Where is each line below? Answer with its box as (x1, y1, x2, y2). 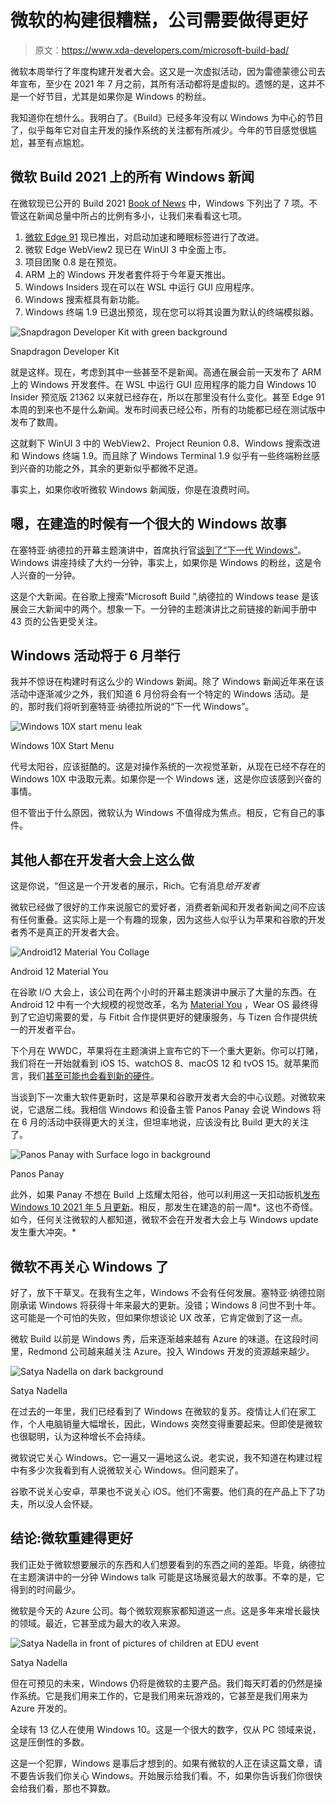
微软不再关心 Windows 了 (10, 1258, 169, 1275)
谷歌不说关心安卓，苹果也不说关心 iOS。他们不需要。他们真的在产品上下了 (10, 1486, 317, 1497)
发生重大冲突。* (10, 1226, 77, 1238)
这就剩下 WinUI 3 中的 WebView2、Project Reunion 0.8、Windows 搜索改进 (10, 437, 321, 449)
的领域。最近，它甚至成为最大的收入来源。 (10, 1617, 186, 1629)
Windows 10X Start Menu (10, 740, 115, 752)
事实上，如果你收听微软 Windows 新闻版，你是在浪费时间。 (10, 483, 255, 495)
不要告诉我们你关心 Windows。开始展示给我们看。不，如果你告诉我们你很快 (10, 1769, 323, 1781)
